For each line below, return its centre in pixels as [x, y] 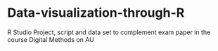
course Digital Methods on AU [51, 39]
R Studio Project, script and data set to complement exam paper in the [109, 32]
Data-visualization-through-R [96, 13]
